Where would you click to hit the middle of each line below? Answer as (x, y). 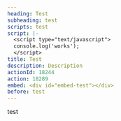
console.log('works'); (47, 46)
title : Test (24, 59)
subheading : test (33, 20)
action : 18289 (28, 79)
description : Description (45, 66)
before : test (26, 92)
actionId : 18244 (31, 72)
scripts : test (28, 27)
